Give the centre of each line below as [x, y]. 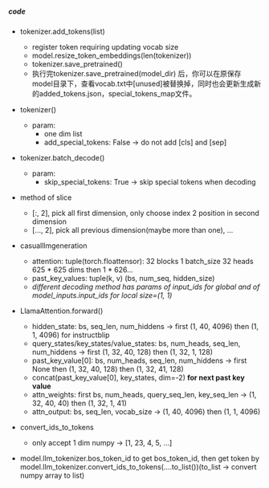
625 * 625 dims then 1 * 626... [83, 270]
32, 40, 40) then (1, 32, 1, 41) [79, 403]
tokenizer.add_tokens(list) [63, 31]
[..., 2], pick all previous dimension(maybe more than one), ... [132, 230]
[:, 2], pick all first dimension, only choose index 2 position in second [145, 213]
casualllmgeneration [53, 246]
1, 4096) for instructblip [71, 335]
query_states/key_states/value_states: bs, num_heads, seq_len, [136, 343]
